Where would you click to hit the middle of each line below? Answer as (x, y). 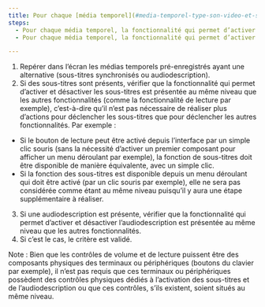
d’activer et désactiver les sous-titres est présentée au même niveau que (138, 92)
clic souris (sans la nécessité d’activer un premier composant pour (127, 149)
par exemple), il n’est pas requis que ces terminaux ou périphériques (119, 272)
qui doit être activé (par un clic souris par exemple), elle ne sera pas (130, 183)
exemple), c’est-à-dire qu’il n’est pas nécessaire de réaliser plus (123, 109)
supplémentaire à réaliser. (62, 199)
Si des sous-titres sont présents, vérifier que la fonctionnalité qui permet (137, 83)
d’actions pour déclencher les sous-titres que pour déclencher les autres (138, 117)
